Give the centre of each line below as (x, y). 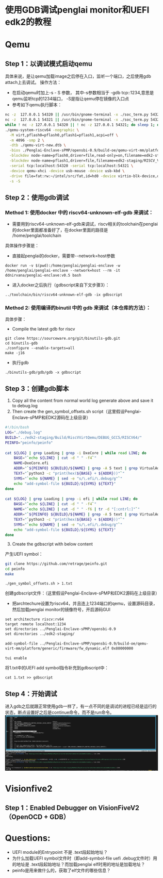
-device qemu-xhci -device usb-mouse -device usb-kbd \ (67, 171)
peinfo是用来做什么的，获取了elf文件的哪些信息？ (61, 870)
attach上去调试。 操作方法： (33, 83)
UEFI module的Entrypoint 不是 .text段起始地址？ (60, 852)
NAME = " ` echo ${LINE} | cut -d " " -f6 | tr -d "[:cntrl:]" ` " (77, 509)
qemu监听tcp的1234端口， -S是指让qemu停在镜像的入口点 (71, 99)
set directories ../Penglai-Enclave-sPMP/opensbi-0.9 (61, 629)
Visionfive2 (29, 789)
